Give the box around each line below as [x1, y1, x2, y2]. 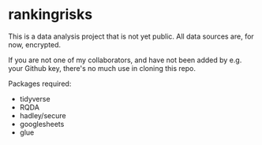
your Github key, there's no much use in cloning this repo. [8, 63, 196, 72]
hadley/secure [19, 110, 66, 120]
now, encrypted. [8, 39, 62, 49]
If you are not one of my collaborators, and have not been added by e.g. [8, 55, 242, 65]
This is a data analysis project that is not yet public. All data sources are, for [8, 32, 254, 41]
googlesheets [19, 119, 65, 128]
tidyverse [19, 94, 51, 103]
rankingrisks [8, 6, 93, 24]
